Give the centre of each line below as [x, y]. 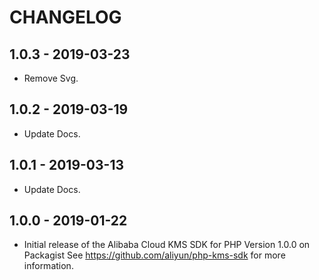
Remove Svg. [51, 78]
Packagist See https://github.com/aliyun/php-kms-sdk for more [154, 255]
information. [48, 266]
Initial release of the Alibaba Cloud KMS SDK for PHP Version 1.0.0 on [167, 245]
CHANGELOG [65, 17]
